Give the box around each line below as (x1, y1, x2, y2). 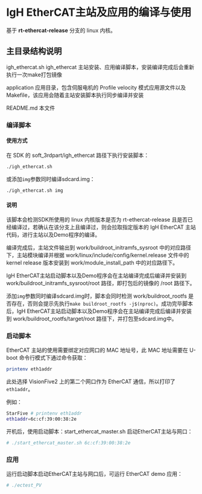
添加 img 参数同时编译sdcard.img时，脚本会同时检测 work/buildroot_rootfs (6, 292, 187, 300)
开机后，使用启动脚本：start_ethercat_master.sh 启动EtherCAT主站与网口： (6, 427, 193, 435)
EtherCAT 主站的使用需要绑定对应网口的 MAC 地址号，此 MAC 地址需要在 (6, 346, 188, 354)
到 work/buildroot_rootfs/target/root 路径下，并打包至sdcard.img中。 (6, 315, 177, 322)
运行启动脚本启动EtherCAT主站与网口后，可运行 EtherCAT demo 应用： (6, 470, 183, 477)
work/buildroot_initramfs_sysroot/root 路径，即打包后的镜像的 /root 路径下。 (6, 279, 195, 286)
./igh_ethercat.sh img (6, 187, 63, 194)
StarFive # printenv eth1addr (6, 410, 83, 417)
